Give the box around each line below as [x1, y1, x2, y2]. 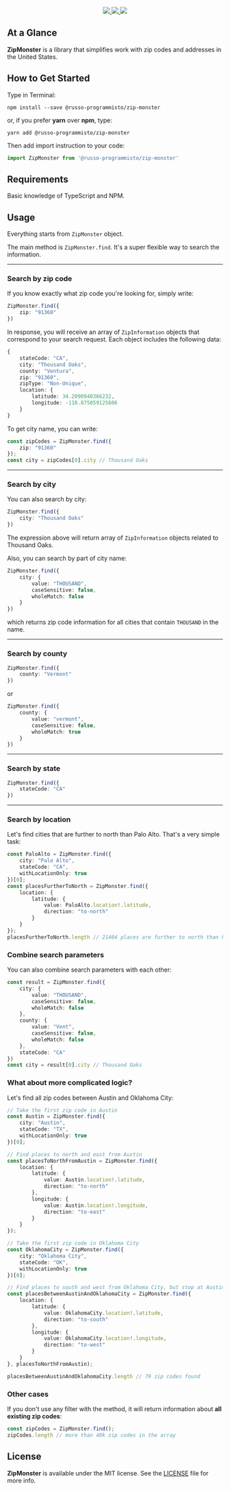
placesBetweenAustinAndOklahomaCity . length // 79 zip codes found [7, 1373, 201, 1380]
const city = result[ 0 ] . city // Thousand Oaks [7, 1061, 142, 1069]
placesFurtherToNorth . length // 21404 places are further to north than [7, 933, 219, 941]
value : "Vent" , [31, 1024, 75, 1031]
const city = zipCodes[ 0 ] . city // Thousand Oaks [7, 457, 149, 464]
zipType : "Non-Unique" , [19, 381, 88, 387]
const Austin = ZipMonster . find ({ [7, 1113, 106, 1120]
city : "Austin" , [19, 1120, 66, 1127]
